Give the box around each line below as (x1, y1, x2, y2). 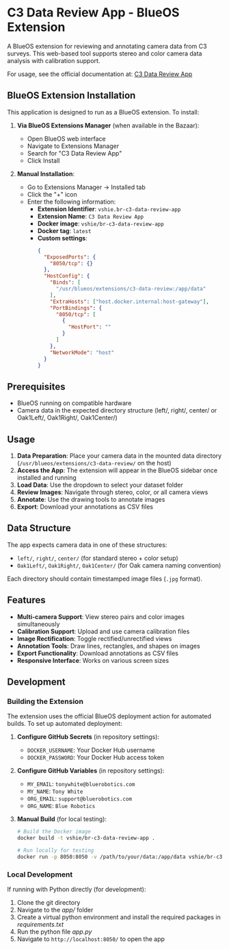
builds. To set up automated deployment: (7, 720, 122, 728)
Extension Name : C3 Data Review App (37, 212, 144, 220)
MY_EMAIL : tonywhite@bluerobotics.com (27, 780, 135, 788)
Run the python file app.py (16, 927, 92, 936)
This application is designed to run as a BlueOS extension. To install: (7, 108, 200, 116)
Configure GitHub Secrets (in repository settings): (16, 733, 159, 741)
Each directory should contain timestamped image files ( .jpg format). (7, 574, 203, 583)
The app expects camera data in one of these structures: (7, 540, 167, 549)
